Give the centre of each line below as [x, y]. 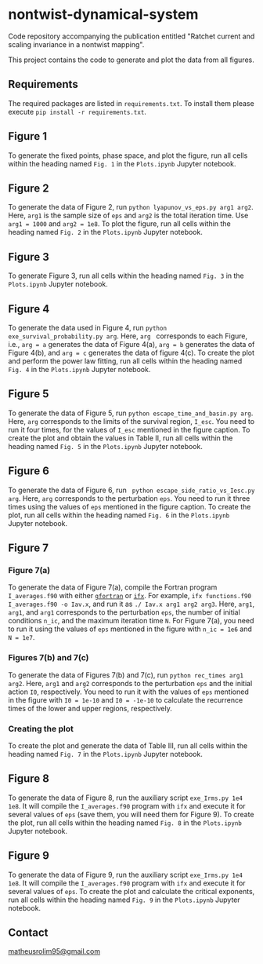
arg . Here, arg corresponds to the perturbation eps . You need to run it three [129, 498]
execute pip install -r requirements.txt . [77, 111]
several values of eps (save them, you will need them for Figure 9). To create [131, 814]
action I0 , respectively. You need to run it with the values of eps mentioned [128, 692]
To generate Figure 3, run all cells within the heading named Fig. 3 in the [126, 276]
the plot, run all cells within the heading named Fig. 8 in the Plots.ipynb [125, 823]
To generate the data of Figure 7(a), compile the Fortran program [113, 587]
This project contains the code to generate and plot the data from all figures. [131, 60]
